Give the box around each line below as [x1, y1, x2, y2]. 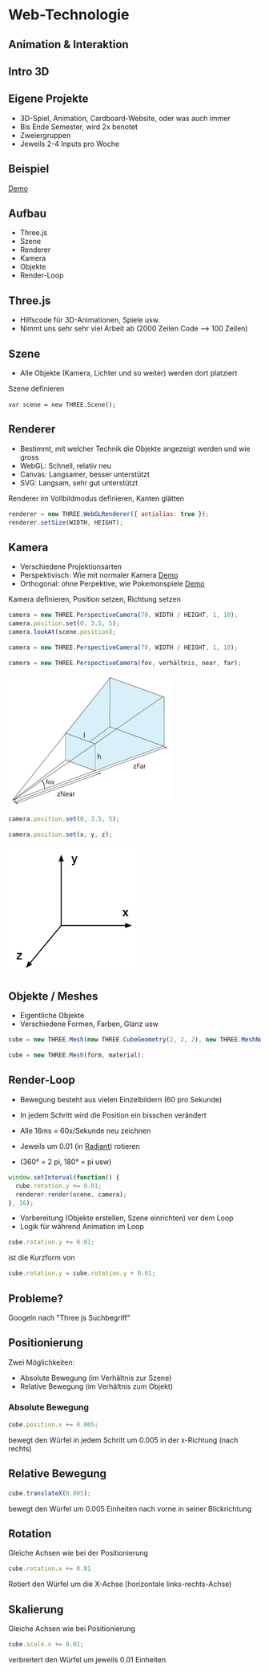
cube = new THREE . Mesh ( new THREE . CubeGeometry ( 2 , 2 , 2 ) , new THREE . [8, 1036, 242, 1044]
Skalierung [8, 1602, 64, 1616]
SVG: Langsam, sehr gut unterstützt [19, 477, 139, 487]
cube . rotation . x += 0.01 [8, 1564, 91, 1573]
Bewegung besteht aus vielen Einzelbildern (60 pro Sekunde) [19, 1094, 223, 1104]
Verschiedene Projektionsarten [19, 562, 122, 571]
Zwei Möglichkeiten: [8, 1357, 75, 1367]
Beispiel [8, 162, 50, 176]
